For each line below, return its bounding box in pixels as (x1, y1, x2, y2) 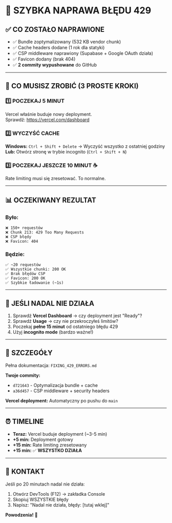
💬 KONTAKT (5, 467, 45, 476)
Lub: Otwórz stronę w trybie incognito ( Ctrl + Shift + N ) (5, 148, 127, 154)
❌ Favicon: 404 (5, 239, 38, 244)
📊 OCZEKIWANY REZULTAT (5, 196, 96, 204)
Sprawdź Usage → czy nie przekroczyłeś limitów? (12, 318, 119, 324)
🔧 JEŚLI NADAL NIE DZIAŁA (5, 299, 95, 307)
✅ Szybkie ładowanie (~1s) (5, 280, 64, 285)
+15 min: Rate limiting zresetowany (12, 441, 87, 448)
